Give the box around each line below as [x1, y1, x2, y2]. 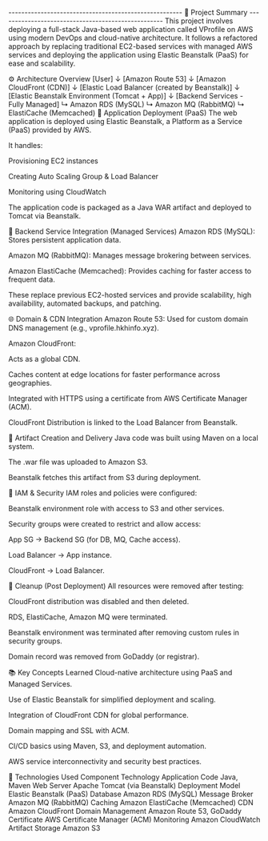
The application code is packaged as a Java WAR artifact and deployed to [8, 202, 252, 212]
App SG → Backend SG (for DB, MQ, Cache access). [8, 535, 181, 544]
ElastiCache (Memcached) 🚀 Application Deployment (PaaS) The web [8, 108, 238, 118]
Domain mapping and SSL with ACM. [8, 726, 130, 735]
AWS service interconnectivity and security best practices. [8, 757, 202, 766]
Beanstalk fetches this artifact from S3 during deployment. [8, 473, 202, 482]
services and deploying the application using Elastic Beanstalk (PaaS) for [8, 50, 250, 59]
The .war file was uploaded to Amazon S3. [8, 457, 148, 467]
